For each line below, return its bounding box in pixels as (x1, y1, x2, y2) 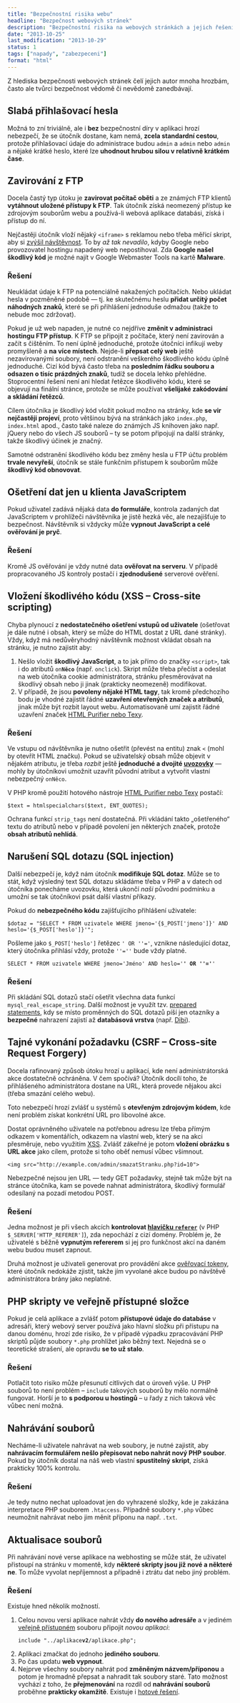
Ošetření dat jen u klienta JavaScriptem (7, 486, 187, 499)
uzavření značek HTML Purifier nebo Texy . (17, 710, 144, 719)
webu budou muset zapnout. (7, 1246, 92, 1254)
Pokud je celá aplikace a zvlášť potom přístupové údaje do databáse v (7, 1314, 216, 1322)
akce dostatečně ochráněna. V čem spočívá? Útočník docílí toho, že (7, 1074, 207, 1082)
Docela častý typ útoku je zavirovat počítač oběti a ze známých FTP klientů (7, 194, 231, 202)
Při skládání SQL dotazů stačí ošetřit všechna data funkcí (7, 993, 176, 1001)
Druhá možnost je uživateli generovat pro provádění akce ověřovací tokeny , (7, 1259, 229, 1268)
